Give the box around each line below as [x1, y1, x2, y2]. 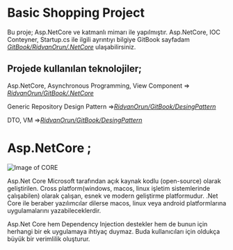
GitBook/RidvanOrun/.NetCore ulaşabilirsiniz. [7, 42, 136, 51]
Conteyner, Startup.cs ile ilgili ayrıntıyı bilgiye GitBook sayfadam [7, 35, 190, 43]
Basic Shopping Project [7, 5, 145, 21]
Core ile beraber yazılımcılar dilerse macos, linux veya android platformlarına [7, 198, 227, 207]
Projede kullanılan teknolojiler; [7, 63, 143, 75]
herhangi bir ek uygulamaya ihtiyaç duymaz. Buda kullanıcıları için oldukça [7, 227, 220, 235]
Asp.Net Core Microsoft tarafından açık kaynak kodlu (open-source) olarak [7, 176, 221, 185]
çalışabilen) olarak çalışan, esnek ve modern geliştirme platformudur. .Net [7, 192, 218, 200]
